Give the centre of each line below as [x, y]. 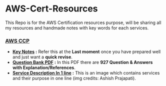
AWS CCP [17, 40]
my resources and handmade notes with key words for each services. [77, 27]
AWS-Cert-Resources [52, 9]
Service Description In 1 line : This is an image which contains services [86, 73]
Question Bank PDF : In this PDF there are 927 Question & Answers [82, 62]
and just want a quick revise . [42, 57]
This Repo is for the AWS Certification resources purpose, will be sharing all [83, 22]
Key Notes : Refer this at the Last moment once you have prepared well [86, 52]
